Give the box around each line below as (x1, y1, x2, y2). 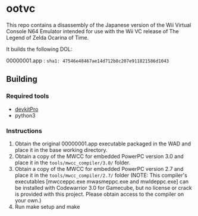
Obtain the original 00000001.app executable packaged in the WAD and (14, 140, 191, 147)
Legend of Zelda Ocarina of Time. (6, 34, 89, 41)
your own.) (14, 196, 42, 204)
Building (6, 74, 37, 84)
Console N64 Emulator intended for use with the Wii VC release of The (6, 27, 180, 34)
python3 (14, 112, 36, 119)
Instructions (6, 126, 43, 135)
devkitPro (14, 106, 39, 113)
